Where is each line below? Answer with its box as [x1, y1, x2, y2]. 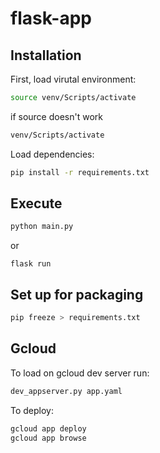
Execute [10, 195, 63, 212]
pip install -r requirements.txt [10, 167, 150, 177]
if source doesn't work [10, 110, 103, 122]
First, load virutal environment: [10, 73, 137, 85]
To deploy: [10, 404, 54, 416]
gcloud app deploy [10, 423, 87, 434]
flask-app [10, 7, 92, 30]
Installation [10, 47, 82, 64]
